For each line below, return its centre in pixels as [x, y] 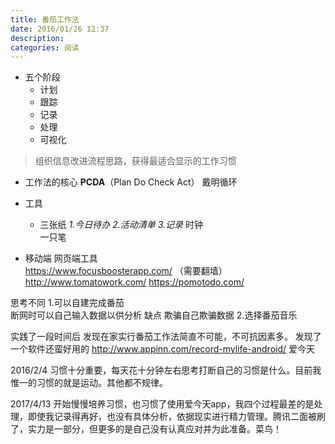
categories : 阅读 [45, 47]
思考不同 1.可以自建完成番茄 [67, 303]
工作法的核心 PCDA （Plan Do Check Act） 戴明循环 [131, 182]
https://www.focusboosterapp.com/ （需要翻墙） [126, 271]
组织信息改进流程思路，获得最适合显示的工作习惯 [135, 161]
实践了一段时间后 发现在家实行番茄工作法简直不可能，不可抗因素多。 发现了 [166, 337]
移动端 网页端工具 [61, 258]
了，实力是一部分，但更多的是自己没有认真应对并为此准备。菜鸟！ [146, 429]
